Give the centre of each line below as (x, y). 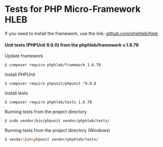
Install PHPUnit (20, 74)
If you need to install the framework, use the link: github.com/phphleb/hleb (81, 33)
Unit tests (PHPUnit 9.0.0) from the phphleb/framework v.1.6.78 (72, 45)
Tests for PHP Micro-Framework (73, 9)
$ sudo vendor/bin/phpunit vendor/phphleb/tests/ (57, 121)
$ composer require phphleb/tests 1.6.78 (48, 102)
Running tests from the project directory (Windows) (58, 130)
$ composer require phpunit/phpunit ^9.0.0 (51, 84)
